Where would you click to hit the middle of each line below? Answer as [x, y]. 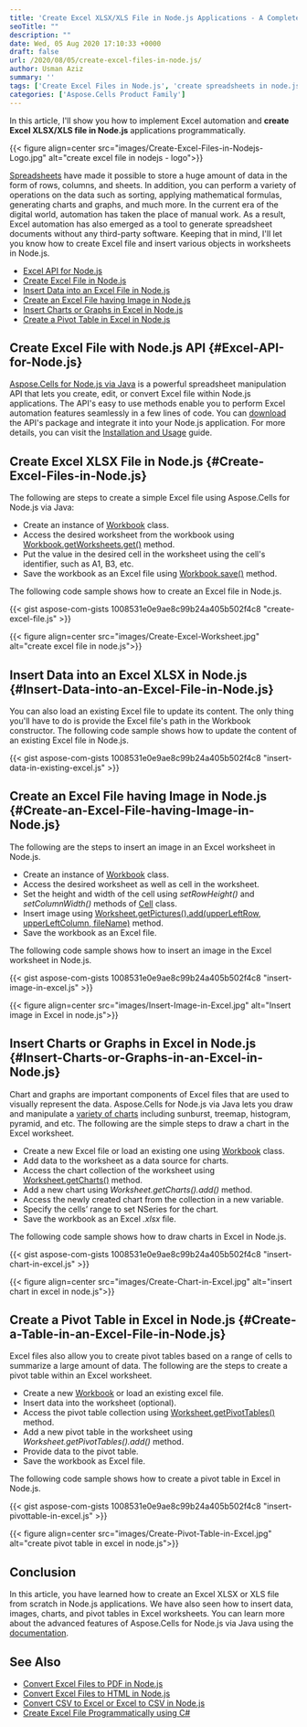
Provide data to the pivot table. [80, 1452]
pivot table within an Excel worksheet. [81, 1375]
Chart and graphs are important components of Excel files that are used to [149, 1094]
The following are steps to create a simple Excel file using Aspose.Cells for [150, 498]
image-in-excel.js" [44, 987]
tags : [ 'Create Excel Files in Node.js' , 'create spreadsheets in [138, 86]
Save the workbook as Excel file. [84, 1461]
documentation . [39, 1633]
